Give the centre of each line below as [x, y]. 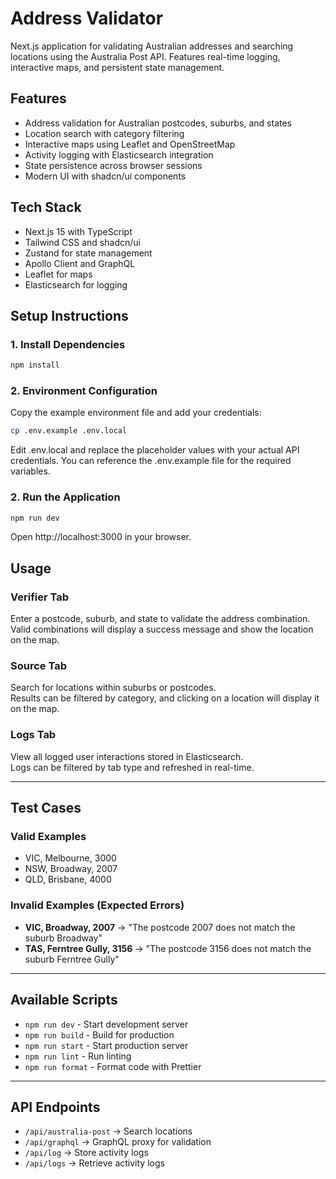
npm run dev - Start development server [106, 1024]
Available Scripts [64, 1000]
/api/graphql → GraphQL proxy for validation [118, 1142]
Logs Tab [33, 735]
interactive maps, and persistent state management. [117, 67]
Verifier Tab [40, 597]
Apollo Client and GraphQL [80, 263]
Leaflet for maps [58, 274]
